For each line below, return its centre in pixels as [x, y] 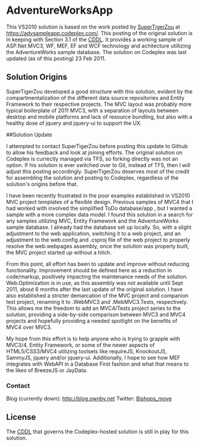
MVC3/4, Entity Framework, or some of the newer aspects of [80, 345]
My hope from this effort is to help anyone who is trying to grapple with [93, 338]
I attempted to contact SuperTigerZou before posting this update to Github [97, 146]
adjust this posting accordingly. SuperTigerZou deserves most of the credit [98, 171]
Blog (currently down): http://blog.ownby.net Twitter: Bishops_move [89, 398]
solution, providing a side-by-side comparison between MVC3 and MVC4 [96, 314]
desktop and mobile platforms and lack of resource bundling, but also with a [99, 117]
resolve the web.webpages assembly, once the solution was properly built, [98, 246]
